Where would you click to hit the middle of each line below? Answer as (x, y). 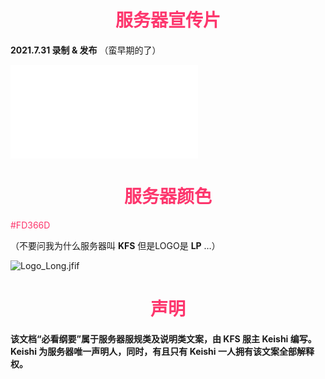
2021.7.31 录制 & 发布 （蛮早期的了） (86, 50)
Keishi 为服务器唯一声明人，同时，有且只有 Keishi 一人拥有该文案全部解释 (162, 351)
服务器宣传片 (167, 20)
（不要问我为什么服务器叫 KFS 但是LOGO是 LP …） (115, 245)
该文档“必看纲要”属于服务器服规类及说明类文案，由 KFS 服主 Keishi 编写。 (163, 338)
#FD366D (30, 225)
